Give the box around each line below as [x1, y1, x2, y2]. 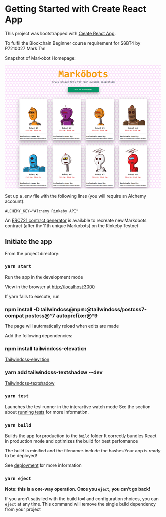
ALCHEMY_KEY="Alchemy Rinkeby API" [5, 209, 79, 214]
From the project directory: [5, 251, 60, 257]
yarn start [5, 264, 31, 269]
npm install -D [5, 306, 40, 313]
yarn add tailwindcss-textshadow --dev [5, 369, 103, 376]
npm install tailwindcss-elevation [5, 345, 87, 352]
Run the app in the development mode [5, 274, 83, 280]
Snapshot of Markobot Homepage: [5, 55, 76, 61]
